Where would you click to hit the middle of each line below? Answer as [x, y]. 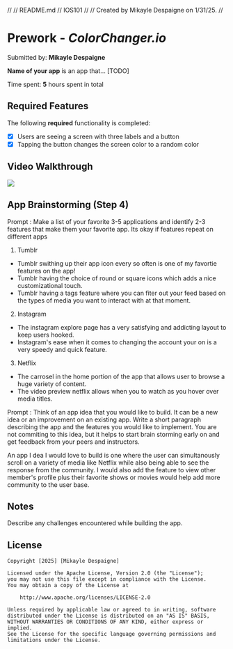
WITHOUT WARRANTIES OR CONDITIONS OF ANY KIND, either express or [105, 622]
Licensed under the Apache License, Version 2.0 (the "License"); [105, 573]
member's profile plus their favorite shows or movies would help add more [114, 477]
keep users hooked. [46, 335]
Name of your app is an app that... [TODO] [69, 71]
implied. [20, 628]
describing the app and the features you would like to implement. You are [112, 426]
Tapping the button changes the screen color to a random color [108, 144]
